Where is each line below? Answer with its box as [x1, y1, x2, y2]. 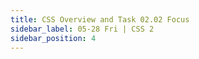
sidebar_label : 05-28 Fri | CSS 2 [10, 24, 155, 34]
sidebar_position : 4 [10, 33, 97, 43]
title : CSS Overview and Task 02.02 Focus [10, 14, 190, 25]
